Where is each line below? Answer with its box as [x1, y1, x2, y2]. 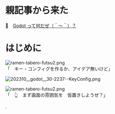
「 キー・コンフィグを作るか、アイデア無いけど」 [5, 65, 113, 72]
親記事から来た [5, 5, 69, 16]
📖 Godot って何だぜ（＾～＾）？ [5, 22, 76, 29]
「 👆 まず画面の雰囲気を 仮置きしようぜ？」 [5, 92, 108, 98]
